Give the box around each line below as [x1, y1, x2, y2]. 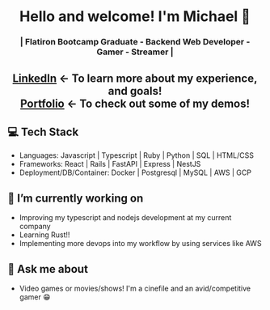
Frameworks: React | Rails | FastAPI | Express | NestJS [19, 159, 201, 169]
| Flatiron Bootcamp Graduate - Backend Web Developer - [19, 36, 251, 48]
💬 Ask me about [7, 262, 88, 276]
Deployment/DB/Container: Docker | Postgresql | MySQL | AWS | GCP [19, 168, 252, 177]
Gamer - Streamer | [95, 46, 175, 57]
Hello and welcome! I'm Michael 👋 [19, 7, 251, 26]
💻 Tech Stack [7, 125, 79, 138]
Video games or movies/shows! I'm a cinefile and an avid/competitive [19, 283, 251, 293]
